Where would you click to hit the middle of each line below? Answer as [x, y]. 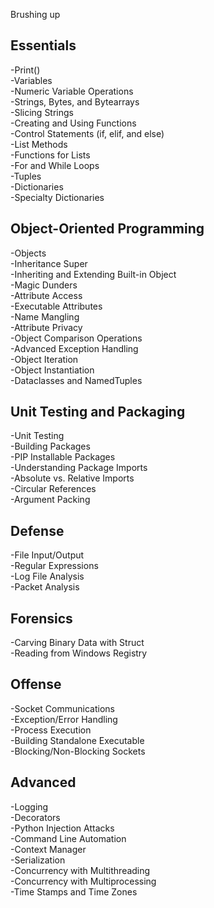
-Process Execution [51, 730]
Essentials [43, 45]
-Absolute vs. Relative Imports [72, 478]
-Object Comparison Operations [76, 338]
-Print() [25, 70]
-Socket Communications [62, 708]
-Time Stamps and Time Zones [74, 891]
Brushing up [35, 14]
